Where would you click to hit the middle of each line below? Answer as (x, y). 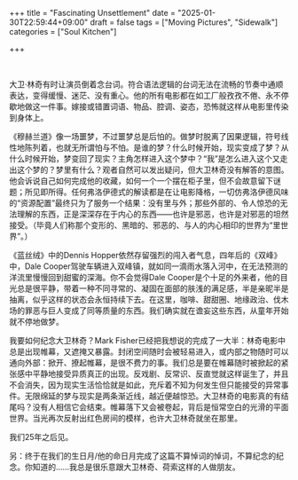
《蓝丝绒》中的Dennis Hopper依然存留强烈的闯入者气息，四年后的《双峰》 (145, 255)
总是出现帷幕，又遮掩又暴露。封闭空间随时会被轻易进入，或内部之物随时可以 (149, 351)
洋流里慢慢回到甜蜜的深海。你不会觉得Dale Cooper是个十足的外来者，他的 (145, 277)
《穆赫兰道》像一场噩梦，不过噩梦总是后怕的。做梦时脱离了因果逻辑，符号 (145, 136)
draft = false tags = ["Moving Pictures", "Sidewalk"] (184, 22)
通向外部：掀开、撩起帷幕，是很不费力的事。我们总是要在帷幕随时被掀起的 (145, 362)
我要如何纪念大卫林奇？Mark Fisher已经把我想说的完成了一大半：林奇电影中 (148, 340)
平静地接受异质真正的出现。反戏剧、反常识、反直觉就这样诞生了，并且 (161, 374)
